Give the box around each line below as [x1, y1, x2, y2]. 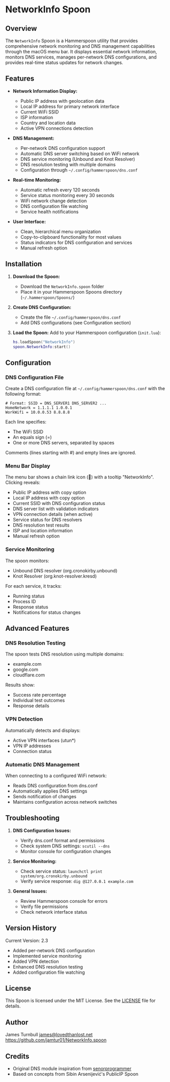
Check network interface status [20, 909, 87, 915]
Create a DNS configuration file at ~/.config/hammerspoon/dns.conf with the [5, 385, 165, 392]
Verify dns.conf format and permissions [20, 837, 105, 843]
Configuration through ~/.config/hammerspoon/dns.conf [20, 167, 138, 173]
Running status [12, 593, 45, 599]
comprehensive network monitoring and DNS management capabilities [5, 43, 155, 49]
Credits [5, 1052, 30, 1060]
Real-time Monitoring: [12, 177, 61, 183]
